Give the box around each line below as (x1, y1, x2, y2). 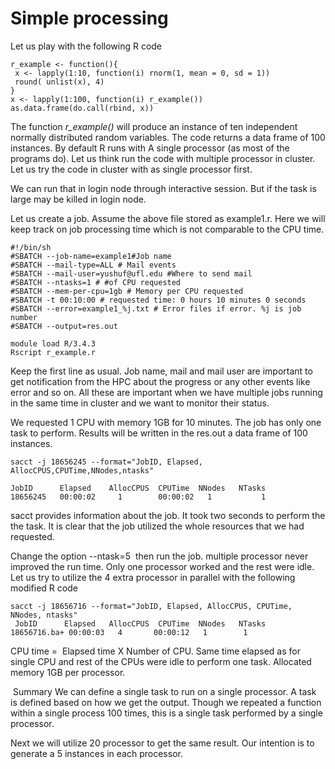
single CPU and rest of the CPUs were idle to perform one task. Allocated (10, 655, 312, 667)
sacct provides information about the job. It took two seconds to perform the (10, 509, 326, 521)
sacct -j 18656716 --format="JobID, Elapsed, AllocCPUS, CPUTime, (10, 601, 293, 611)
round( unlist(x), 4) (14, 77, 105, 87)
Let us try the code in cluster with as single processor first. (10, 163, 253, 175)
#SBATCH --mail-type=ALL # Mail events (10, 260, 177, 270)
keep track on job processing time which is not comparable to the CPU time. (10, 223, 325, 235)
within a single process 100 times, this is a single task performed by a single (10, 707, 323, 719)
